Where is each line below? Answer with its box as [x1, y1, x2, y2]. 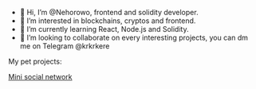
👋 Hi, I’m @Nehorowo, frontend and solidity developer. [19, 8, 199, 17]
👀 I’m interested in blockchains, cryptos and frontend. [19, 16, 196, 25]
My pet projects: [8, 56, 62, 66]
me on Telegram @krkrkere [19, 41, 110, 51]
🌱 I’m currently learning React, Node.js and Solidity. [19, 25, 189, 33]
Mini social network [8, 72, 73, 81]
